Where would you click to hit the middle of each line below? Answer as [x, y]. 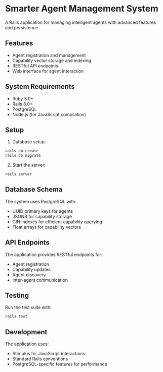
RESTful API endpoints [35, 65]
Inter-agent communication [40, 280]
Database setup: [29, 142]
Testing [17, 296]
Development [26, 332]
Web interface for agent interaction [48, 71]
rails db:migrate [23, 156]
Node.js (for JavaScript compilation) [49, 114]
